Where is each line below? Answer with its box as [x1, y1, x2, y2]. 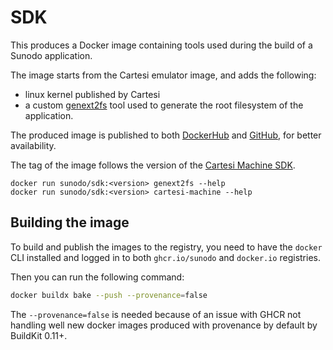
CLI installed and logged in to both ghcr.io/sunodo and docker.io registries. [10, 251, 321, 263]
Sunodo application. [10, 49, 93, 61]
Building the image [10, 214, 130, 231]
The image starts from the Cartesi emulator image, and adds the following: [10, 69, 317, 81]
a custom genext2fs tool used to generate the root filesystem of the [24, 99, 304, 111]
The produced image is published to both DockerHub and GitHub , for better [10, 129, 322, 141]
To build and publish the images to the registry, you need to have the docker [10, 241, 323, 253]
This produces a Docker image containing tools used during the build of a [10, 39, 313, 51]
